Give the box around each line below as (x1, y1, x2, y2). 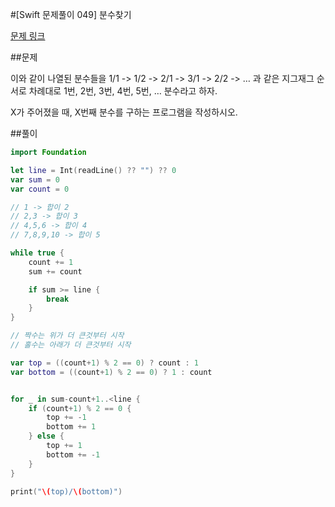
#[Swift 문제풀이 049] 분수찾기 (10, 9, 132, 20)
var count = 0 (10, 184, 70, 194)
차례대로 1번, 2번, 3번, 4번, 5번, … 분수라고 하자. (28, 85, 218, 97)
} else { (28, 431, 65, 442)
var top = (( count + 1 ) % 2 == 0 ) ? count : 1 (10, 358, 199, 368)
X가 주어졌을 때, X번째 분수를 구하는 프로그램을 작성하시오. (10, 106, 238, 118)
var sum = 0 (10, 174, 60, 185)
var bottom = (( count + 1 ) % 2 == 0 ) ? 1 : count (10, 367, 213, 377)
